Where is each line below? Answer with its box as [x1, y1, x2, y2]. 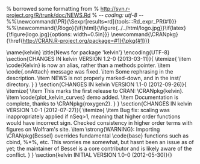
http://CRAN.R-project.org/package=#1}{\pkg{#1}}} [22, 37, 150, 44]
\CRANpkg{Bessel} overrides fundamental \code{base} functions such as [6, 132, 189, 139]
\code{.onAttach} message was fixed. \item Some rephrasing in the [6, 68, 173, 75]
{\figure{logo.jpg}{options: [6, 31, 72, 38]
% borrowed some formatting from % [6, 5, 99, 12]
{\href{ [6, 37, 23, 44]
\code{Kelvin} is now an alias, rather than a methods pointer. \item [6, 61, 170, 69]
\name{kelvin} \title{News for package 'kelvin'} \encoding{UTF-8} [6, 49, 170, 56]
